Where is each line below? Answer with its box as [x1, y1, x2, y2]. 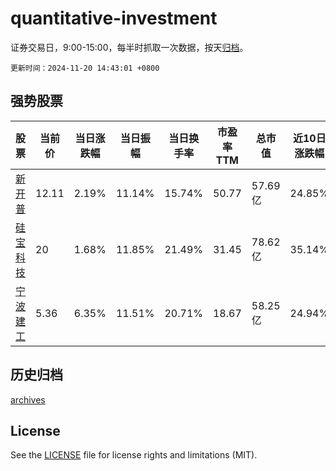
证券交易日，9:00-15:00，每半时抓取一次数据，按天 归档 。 [10, 41, 249, 53]
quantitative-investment [10, 7, 218, 30]
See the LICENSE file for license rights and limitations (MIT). [10, 449, 258, 461]
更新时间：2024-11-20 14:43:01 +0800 [10, 63, 160, 73]
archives [10, 393, 46, 406]
